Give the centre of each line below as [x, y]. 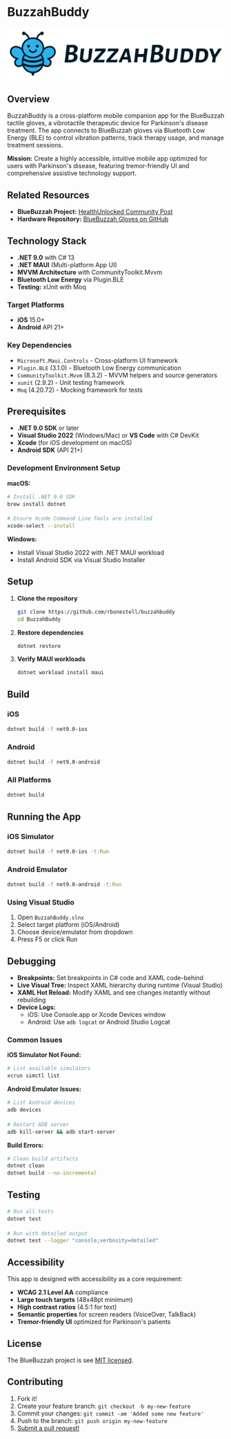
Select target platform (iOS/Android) [68, 925]
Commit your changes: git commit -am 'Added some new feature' [111, 1413]
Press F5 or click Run [47, 939]
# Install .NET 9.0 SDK [41, 497]
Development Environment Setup [64, 468]
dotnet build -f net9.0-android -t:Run [64, 885]
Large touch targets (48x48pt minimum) [75, 1300]
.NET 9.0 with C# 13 [46, 257]
